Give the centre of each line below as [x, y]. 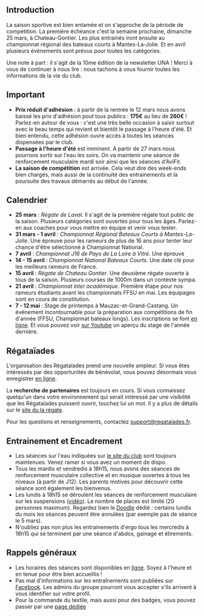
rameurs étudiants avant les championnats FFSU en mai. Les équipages [105, 293]
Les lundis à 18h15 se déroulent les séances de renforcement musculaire [106, 495]
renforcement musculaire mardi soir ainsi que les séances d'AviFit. [98, 161]
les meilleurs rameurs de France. [56, 267]
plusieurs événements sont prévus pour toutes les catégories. [84, 51]
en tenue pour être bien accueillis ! [58, 574]
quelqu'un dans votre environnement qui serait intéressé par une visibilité [98, 397]
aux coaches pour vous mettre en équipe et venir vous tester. [100, 228]
